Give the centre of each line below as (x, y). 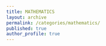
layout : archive (26, 17)
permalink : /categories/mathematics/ (53, 23)
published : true (26, 28)
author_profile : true (33, 34)
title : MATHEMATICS (31, 12)
